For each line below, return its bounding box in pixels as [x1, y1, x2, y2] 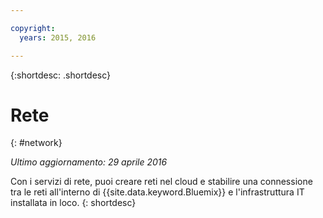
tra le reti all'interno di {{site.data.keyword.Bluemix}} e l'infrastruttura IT [10, 186, 305, 198]
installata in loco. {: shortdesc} [10, 197, 137, 209]
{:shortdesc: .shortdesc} [10, 69, 112, 81]
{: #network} [10, 137, 63, 149]
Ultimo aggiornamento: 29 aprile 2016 [10, 156, 168, 168]
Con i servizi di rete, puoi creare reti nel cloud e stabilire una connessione [10, 176, 313, 188]
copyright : [10, 23, 56, 33]
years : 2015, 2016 [19, 32, 97, 43]
